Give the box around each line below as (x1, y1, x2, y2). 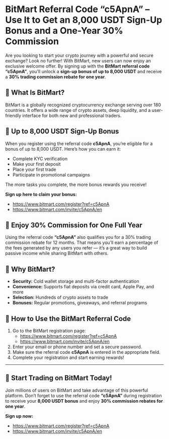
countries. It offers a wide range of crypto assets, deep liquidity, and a (5, 107, 151, 113)
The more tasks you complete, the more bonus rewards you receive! (5, 181, 147, 187)
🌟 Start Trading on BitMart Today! (5, 374, 112, 383)
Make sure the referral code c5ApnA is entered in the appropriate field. (12, 349, 160, 355)
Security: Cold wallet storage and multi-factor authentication (12, 278, 139, 284)
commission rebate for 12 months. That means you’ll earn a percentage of (5, 239, 158, 245)
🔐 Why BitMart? (5, 265, 55, 273)
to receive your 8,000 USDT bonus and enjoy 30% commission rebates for (5, 398, 163, 404)
